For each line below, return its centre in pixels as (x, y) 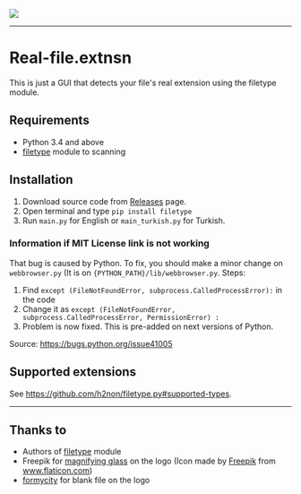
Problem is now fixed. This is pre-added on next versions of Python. (148, 326)
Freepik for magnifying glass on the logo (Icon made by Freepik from (149, 461)
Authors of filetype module (72, 452)
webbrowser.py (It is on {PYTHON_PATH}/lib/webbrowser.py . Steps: (128, 273)
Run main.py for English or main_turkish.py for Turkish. (124, 221)
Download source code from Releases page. (104, 201)
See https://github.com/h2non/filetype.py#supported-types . (120, 394)
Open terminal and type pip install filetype (107, 211)
